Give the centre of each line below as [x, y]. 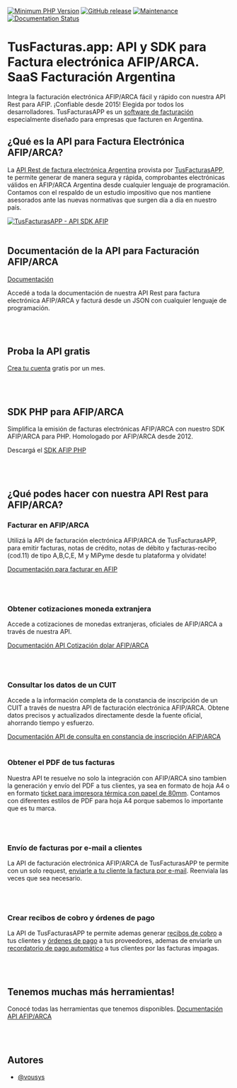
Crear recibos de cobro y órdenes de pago [81, 917]
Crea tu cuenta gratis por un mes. [56, 368]
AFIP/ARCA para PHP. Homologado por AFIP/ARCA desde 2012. [100, 436]
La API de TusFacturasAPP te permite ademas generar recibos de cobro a [115, 933]
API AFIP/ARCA [29, 1016]
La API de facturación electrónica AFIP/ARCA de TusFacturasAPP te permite [118, 863]
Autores [25, 1060]
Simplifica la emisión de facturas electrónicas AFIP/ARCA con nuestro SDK [116, 429]
